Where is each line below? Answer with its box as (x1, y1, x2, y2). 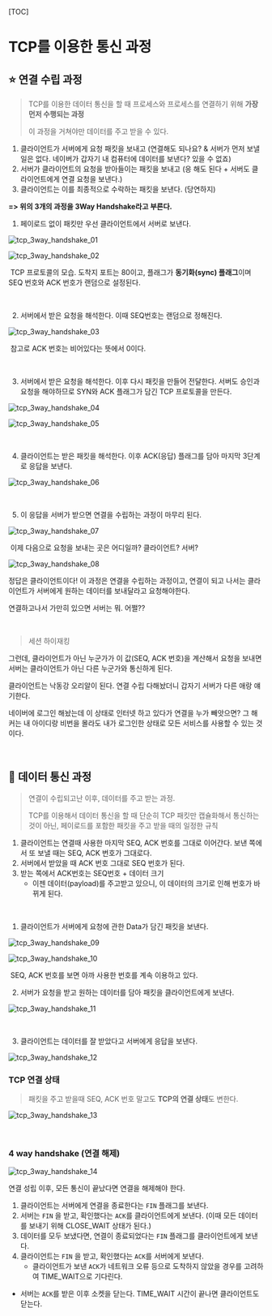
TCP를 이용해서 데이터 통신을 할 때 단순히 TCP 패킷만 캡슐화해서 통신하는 (28, 811, 260, 820)
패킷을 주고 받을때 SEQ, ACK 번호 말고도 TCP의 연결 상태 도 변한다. (28, 1095, 239, 1104)
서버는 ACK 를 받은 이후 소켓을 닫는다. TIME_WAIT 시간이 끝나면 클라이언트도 (19, 1289, 260, 1299)
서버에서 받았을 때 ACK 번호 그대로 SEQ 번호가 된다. (19, 858, 185, 867)
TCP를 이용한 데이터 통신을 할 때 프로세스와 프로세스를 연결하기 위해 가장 (28, 99, 259, 109)
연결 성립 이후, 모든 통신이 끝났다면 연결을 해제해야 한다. (8, 1184, 185, 1193)
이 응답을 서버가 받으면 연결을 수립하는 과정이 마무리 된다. (19, 510, 202, 519)
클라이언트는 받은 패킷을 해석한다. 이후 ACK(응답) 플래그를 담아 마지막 (19, 451, 241, 461)
